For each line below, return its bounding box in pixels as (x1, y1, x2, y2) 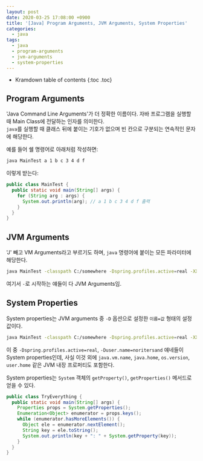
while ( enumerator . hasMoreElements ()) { (17, 416, 120, 422)
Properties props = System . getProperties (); (17, 405, 131, 411)
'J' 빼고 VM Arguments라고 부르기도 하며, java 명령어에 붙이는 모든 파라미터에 (6, 249, 192, 256)
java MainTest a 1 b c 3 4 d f (6, 158, 85, 164)
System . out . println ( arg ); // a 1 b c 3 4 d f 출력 (22, 198, 150, 204)
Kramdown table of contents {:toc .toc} (14, 76, 112, 83)
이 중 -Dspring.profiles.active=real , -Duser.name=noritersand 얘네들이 (6, 346, 184, 353)
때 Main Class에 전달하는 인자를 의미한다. (6, 118, 105, 125)
